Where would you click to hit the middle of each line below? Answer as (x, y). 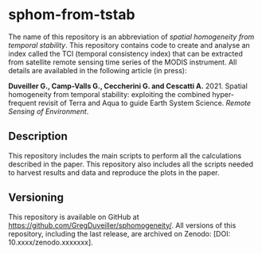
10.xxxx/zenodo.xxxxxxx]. (51, 242)
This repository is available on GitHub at (74, 217)
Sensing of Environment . (49, 111)
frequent (23, 103)
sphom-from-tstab (72, 15)
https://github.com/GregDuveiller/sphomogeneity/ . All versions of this (122, 225)
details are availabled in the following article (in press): (98, 70)
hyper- (223, 94)
